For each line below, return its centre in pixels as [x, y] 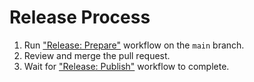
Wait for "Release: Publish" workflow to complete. [126, 66]
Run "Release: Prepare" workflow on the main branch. [134, 45]
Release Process [80, 17]
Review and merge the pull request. [97, 55]
